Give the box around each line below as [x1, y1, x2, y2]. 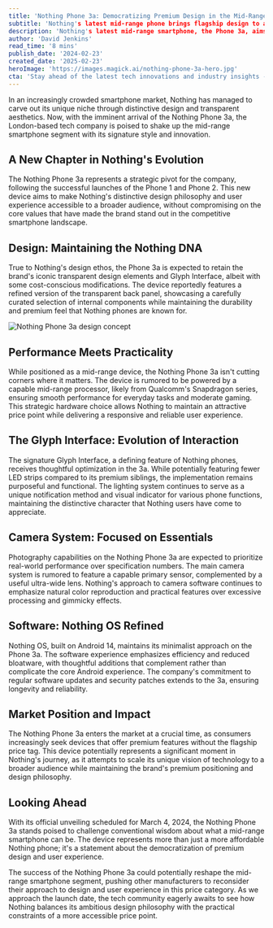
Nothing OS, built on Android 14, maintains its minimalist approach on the [8, 640, 253, 651]
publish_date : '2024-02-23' [8, 50, 104, 58]
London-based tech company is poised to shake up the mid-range [8, 120, 231, 130]
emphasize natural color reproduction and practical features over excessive [8, 586, 262, 596]
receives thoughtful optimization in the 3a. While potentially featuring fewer [8, 464, 261, 473]
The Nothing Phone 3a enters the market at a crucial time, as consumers [8, 729, 252, 738]
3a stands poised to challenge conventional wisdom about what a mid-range [8, 826, 265, 836]
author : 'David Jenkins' [8, 34, 93, 43]
